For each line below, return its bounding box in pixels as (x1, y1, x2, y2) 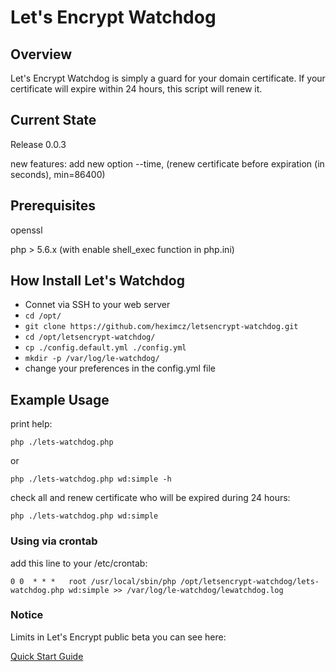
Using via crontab (10, 534, 98, 548)
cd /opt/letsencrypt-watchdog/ (24, 332, 156, 343)
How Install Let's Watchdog (10, 272, 186, 290)
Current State (10, 112, 97, 129)
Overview (10, 46, 73, 63)
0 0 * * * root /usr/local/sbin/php (10, 576, 177, 586)
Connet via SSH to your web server (24, 299, 171, 311)
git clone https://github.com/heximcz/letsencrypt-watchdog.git (24, 322, 299, 332)
